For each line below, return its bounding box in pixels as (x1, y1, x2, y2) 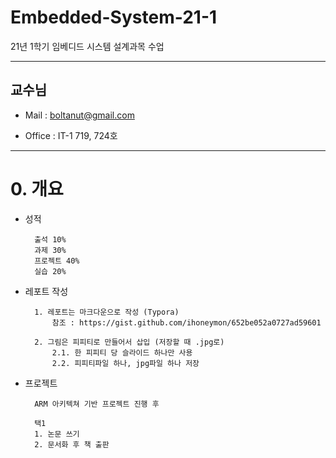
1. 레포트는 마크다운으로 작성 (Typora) (34, 307, 180, 317)
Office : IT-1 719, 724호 (24, 129, 118, 141)
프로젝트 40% (34, 256, 80, 266)
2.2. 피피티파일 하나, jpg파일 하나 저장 (51, 358, 200, 368)
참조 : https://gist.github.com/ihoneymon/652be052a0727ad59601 (51, 317, 322, 328)
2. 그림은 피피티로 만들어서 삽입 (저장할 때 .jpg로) (34, 337, 225, 347)
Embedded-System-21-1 (10, 6, 218, 29)
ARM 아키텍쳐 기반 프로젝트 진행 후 (34, 399, 160, 409)
